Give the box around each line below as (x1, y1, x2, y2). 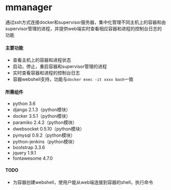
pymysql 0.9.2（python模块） (12, 132, 76, 138)
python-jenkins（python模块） (12, 139, 78, 145)
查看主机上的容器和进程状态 (12, 57, 71, 63)
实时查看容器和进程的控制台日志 (12, 70, 80, 76)
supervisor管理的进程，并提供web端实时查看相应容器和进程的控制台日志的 (5, 25, 162, 32)
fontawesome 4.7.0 (12, 155, 53, 161)
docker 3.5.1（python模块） (12, 113, 71, 119)
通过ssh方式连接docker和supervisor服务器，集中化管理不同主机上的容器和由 (5, 19, 166, 25)
